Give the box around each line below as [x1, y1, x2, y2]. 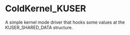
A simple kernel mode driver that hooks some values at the [5, 19, 125, 25]
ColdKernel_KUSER [5, 3, 87, 14]
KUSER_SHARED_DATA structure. [5, 24, 73, 30]
